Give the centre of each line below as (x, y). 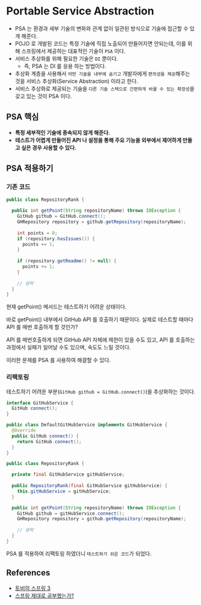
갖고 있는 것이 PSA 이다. (43, 96)
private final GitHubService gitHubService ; (68, 474)
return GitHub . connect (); (49, 441)
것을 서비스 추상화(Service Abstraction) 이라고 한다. (76, 81)
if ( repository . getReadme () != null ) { (67, 261)
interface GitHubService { (40, 403)
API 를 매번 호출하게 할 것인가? (42, 327)
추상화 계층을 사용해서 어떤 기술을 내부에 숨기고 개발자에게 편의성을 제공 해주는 (102, 73)
